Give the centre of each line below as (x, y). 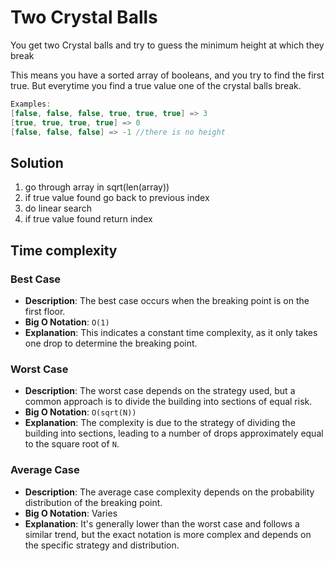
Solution (37, 162)
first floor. (45, 311)
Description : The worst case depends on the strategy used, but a (160, 391)
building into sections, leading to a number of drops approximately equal (174, 433)
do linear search (58, 208)
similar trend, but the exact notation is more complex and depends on (168, 534)
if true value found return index (88, 219)
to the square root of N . (72, 444)
